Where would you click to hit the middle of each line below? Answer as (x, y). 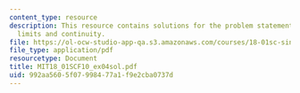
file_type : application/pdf (62, 50)
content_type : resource (54, 17)
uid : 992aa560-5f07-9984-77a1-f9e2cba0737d (92, 75)
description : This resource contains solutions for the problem (131, 26)
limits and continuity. (61, 34)
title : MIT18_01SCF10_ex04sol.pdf (74, 67)
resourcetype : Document (54, 58)
